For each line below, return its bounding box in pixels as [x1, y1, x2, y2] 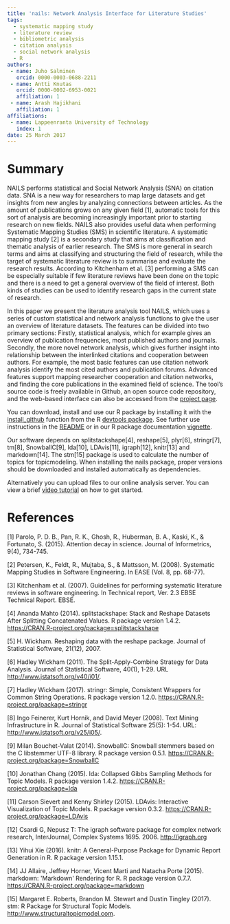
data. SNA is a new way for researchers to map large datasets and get [7, 191, 205, 200]
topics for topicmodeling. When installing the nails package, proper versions [7, 458, 223, 466]
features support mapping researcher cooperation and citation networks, [7, 373, 214, 381]
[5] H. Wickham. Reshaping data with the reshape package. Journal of [7, 637, 206, 645]
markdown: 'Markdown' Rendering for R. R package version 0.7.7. [7, 874, 192, 883]
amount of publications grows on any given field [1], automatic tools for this [7, 206, 220, 214]
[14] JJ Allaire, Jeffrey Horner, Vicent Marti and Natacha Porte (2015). [7, 867, 204, 875]
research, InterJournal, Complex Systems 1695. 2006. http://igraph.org [7, 833, 207, 841]
